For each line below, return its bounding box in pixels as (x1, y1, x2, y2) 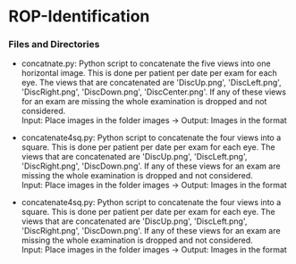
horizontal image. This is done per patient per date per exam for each (21, 68, 278, 78)
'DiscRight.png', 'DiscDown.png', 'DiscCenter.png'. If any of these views (21, 87, 287, 97)
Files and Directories (8, 38, 100, 51)
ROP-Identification (8, 6, 150, 27)
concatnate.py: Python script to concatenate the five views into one (21, 58, 271, 69)
